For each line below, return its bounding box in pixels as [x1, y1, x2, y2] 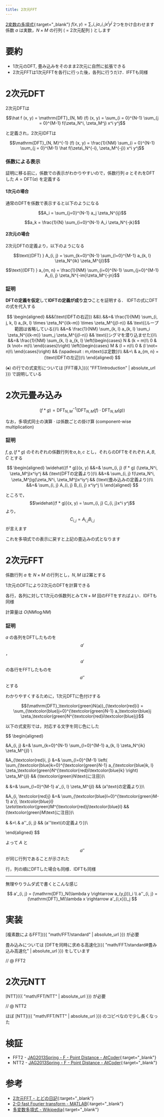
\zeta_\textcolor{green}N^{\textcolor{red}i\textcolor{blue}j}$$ [20, 713, 144, 719]
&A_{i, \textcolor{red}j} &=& [5, 793, 60, 799]
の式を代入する [5, 303, 36, 309]
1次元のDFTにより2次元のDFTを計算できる [5, 582, 91, 588]
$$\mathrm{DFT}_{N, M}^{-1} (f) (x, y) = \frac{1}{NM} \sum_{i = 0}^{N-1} [9, 140, 155, 146]
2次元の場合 [5, 231, 30, 237]
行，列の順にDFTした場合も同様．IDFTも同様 [5, 866, 96, 872]
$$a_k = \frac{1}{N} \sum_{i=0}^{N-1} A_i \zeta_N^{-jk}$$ [24, 219, 140, 225]
